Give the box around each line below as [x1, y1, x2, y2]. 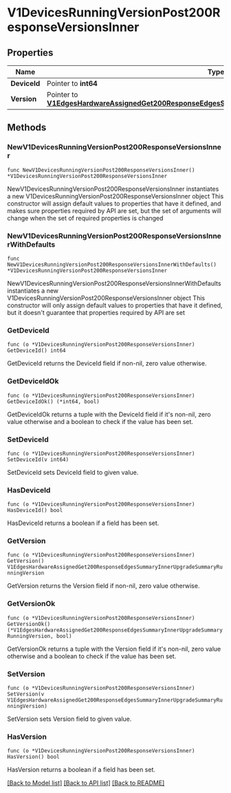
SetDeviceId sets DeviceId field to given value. [7, 468, 139, 476]
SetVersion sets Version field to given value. [7, 715, 132, 723]
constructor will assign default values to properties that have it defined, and [7, 199, 221, 208]
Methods [7, 122, 47, 133]
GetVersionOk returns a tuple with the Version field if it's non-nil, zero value [7, 645, 221, 653]
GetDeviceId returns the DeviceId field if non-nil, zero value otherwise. [7, 359, 207, 368]
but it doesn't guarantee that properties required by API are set [7, 308, 186, 317]
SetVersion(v [7, 691, 45, 698]
